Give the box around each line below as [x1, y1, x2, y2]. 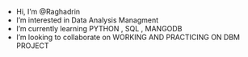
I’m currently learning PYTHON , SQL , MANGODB [15, 24, 183, 33]
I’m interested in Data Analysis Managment [15, 15, 159, 25]
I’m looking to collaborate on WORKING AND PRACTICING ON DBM [15, 32, 241, 42]
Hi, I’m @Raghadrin [15, 7, 81, 16]
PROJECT [15, 41, 50, 51]
